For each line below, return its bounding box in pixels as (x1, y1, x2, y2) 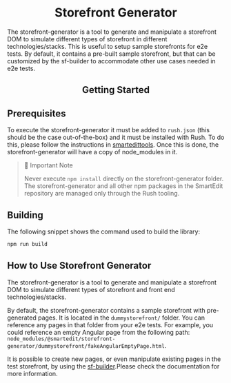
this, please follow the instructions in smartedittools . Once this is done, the (7, 141, 219, 149)
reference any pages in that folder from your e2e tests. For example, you (7, 320, 214, 329)
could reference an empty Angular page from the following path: (7, 328, 190, 336)
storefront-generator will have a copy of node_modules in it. (7, 148, 178, 156)
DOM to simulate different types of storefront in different (7, 34, 168, 43)
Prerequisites (7, 107, 66, 119)
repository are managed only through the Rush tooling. (23, 189, 180, 198)
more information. (7, 369, 58, 377)
